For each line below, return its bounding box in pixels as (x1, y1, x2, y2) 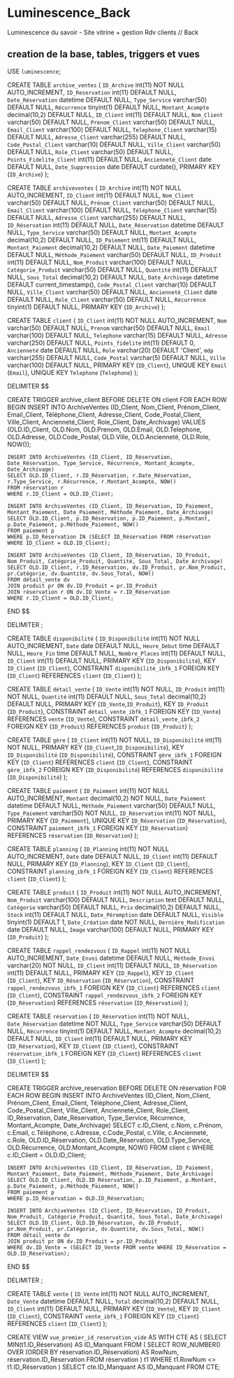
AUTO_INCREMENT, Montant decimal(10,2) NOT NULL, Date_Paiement (7, 794, 206, 802)
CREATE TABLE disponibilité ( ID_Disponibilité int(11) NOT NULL (7, 634, 200, 642)
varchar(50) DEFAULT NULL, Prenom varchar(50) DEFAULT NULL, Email (7, 324, 211, 332)
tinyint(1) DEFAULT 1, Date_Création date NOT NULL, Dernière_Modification (7, 918, 225, 926)
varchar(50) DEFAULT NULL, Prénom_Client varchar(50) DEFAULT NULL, (7, 198, 215, 207)
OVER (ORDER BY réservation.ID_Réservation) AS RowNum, (7, 1347, 180, 1356)
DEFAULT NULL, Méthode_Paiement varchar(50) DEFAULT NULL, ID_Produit (7, 250, 222, 259)
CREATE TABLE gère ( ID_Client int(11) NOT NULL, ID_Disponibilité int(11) (7, 736, 222, 744)
